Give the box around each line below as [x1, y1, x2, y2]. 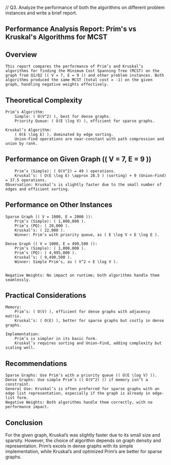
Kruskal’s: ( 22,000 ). [14, 227, 66, 233]
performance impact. [5, 404, 50, 409]
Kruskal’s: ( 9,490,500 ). [14, 255, 72, 260]
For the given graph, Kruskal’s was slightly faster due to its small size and [5, 432, 160, 438]
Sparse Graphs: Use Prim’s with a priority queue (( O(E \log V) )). [5, 373, 158, 378]
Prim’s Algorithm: [5, 110, 45, 115]
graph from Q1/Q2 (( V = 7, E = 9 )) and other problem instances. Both [5, 73, 164, 78]
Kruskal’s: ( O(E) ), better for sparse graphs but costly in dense [14, 318, 164, 324]
